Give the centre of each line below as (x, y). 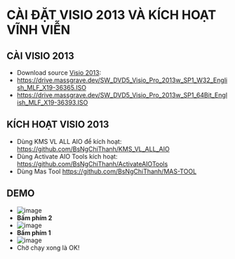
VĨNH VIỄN (39, 30)
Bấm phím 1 (34, 232)
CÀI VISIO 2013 (40, 56)
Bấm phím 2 (34, 218)
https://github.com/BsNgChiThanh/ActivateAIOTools (92, 164)
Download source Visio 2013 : (59, 73)
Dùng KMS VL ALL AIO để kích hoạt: (69, 141)
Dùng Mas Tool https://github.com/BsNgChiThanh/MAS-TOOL (107, 171)
